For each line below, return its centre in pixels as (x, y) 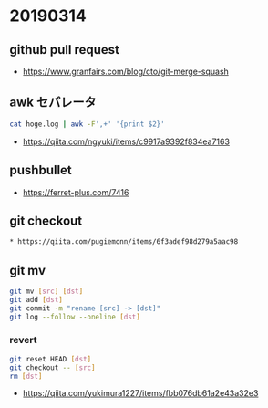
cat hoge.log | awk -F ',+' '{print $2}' (88, 124)
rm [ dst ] (26, 376)
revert (23, 340)
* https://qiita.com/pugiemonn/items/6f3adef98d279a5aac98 (124, 242)
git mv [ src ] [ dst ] (46, 291)
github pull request (65, 50)
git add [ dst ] (36, 299)
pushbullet (41, 170)
